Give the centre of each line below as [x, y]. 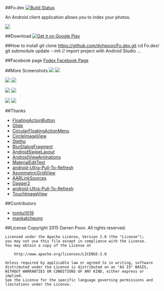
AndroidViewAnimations [36, 157]
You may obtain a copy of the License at [48, 246]
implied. [14, 276]
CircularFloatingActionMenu [41, 131]
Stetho [19, 141]
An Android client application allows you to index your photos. [68, 17]
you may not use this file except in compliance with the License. [76, 241]
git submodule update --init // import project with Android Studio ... [73, 51]
